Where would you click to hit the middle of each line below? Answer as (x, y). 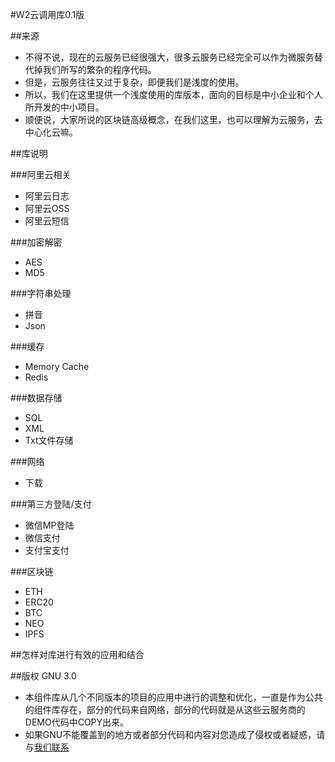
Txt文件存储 (49, 440)
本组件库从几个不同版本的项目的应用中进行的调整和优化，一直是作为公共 (173, 697)
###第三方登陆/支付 (51, 504)
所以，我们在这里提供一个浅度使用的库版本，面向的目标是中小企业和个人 (173, 94)
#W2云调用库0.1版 (47, 14)
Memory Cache (57, 366)
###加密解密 (36, 242)
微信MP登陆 (49, 525)
